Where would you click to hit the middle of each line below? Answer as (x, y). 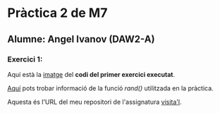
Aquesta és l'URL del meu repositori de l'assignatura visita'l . (94, 102)
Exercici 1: (25, 59)
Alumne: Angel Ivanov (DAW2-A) (81, 39)
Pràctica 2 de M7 (57, 13)
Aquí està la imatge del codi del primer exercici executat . (91, 74)
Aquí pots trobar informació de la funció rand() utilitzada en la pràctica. (110, 88)
